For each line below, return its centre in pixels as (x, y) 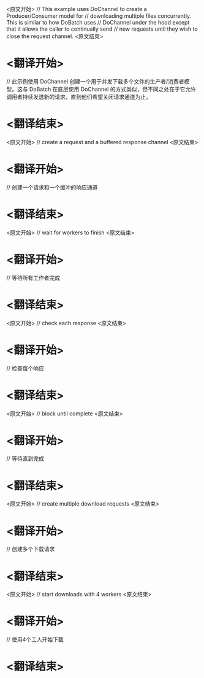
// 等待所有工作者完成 (33, 277)
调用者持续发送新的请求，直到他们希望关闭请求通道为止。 (79, 96)
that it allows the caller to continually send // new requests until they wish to (102, 29)
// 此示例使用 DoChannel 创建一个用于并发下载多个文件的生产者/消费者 (95, 81)
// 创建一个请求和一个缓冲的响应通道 (52, 187)
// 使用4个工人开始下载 (35, 639)
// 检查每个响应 (25, 368)
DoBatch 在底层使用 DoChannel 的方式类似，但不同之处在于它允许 (112, 89)
